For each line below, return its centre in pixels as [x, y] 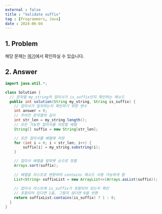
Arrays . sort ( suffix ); [36, 165]
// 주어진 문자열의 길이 [35, 115]
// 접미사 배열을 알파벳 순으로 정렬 [45, 161]
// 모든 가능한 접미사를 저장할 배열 [45, 124]
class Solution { [23, 92]
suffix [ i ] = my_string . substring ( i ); [61, 147]
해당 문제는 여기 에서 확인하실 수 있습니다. [45, 56]
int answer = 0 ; [31, 111]
